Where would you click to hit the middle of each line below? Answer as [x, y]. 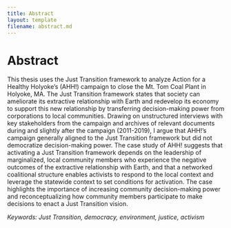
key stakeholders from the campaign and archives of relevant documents [111, 123]
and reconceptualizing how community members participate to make [105, 196]
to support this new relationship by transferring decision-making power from [116, 109]
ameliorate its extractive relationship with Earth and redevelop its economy [113, 101]
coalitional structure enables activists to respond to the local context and [110, 175]
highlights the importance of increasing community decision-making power [114, 189]
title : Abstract [30, 13]
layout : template [32, 20]
